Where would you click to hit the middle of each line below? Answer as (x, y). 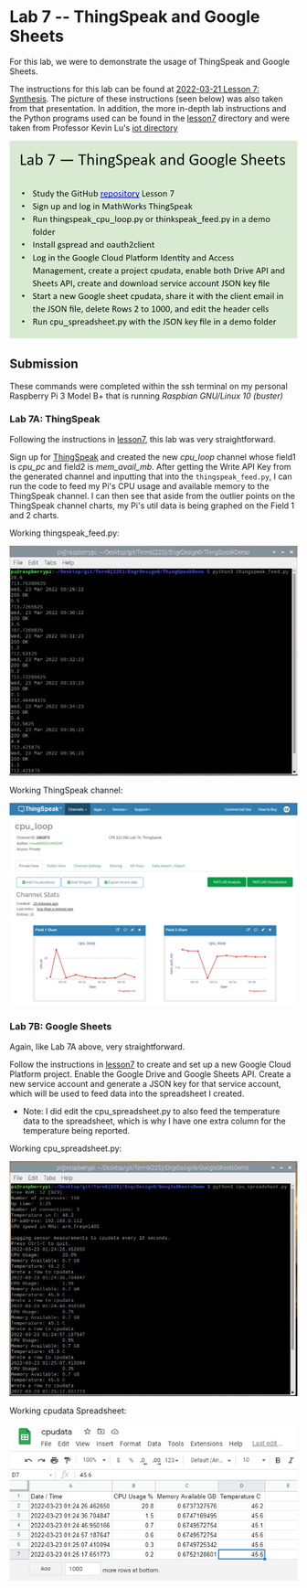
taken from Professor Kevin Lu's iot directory (94, 128)
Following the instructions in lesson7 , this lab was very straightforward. (143, 439)
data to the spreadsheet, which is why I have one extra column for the (154, 1121)
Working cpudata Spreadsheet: (68, 1411)
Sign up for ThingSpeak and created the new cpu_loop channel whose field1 (153, 457)
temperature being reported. (76, 1130)
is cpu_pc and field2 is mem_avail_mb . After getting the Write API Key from (150, 466)
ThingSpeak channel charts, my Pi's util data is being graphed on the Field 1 (152, 506)
